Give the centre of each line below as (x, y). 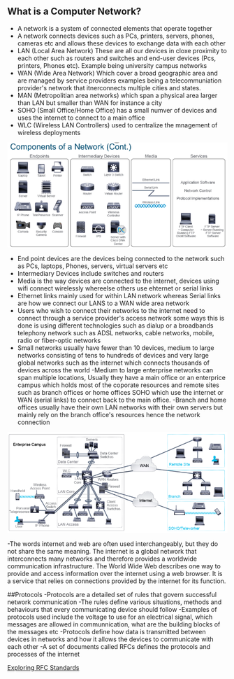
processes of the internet (44, 654)
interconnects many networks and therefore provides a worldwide (102, 559)
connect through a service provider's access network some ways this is (121, 318)
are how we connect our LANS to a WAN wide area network (103, 303)
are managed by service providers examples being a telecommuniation (119, 80)
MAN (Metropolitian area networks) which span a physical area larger (117, 95)
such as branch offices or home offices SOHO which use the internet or (120, 392)
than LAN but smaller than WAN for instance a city (90, 103)
